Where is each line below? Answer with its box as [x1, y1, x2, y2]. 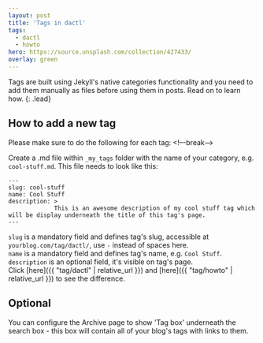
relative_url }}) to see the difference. [8, 274, 126, 283]
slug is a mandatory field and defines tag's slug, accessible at [8, 232, 209, 241]
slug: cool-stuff [8, 183, 65, 192]
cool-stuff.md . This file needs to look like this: [8, 161, 159, 170]
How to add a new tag [8, 117, 117, 130]
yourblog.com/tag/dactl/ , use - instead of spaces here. [8, 240, 189, 249]
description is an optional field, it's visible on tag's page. [8, 257, 194, 267]
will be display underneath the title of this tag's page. [8, 211, 206, 219]
